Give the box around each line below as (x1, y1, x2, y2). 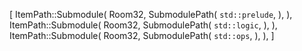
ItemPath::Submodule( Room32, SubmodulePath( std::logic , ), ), (9, 19, 278, 31)
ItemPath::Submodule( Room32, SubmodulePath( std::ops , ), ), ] (9, 30, 275, 41)
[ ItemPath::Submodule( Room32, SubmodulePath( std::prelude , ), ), (9, 9, 293, 20)
